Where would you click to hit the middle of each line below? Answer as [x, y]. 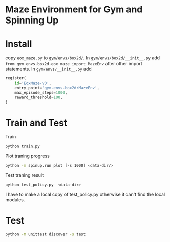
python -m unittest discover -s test [46, 234]
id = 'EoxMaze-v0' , [33, 83]
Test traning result [25, 175]
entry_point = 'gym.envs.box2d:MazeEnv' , [57, 88]
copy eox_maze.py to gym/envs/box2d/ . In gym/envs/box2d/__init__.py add [83, 58]
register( [16, 78]
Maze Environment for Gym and [74, 9]
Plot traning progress [27, 156]
